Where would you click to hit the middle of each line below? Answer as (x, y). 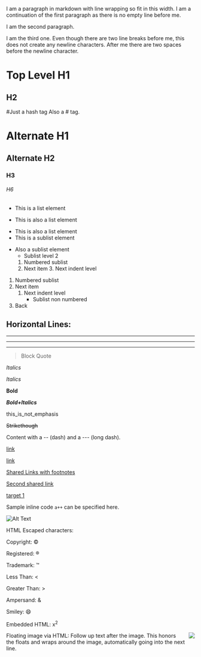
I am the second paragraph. (40, 27)
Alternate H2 (31, 158)
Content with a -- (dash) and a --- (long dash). (63, 437)
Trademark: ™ (23, 565)
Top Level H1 (38, 75)
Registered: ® (23, 553)
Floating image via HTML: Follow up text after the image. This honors (91, 636)
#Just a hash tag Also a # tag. (43, 112)
